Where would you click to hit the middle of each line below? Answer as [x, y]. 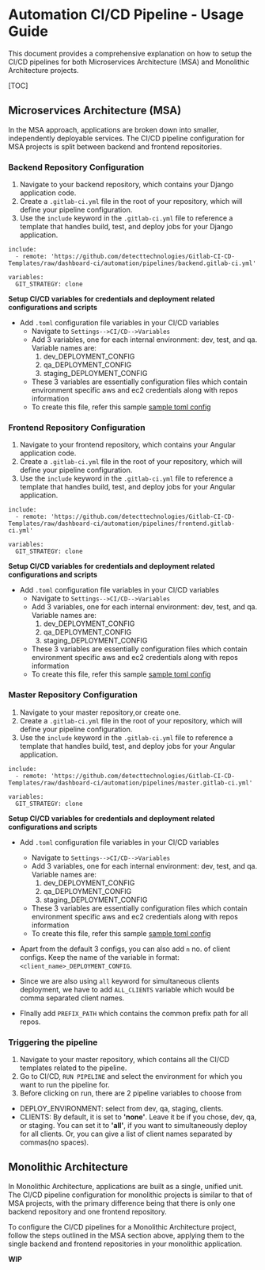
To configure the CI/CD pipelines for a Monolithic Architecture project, [122, 1226]
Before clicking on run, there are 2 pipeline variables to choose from [131, 1093]
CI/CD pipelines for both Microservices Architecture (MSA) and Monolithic [129, 62]
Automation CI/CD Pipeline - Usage [126, 15]
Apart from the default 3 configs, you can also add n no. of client [125, 949]
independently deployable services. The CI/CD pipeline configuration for [127, 138]
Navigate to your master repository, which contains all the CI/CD [124, 1059]
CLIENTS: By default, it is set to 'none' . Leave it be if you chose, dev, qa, [138, 1117]
